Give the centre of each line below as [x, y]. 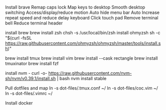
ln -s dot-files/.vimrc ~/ [29, 93]
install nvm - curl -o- [26, 73]
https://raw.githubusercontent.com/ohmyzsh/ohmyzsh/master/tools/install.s [83, 43]
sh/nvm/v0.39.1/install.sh [31, 78]
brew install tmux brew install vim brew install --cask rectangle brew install [82, 58]
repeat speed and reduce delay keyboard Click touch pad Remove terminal [82, 18]
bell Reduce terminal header [34, 23]
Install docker [19, 103]
